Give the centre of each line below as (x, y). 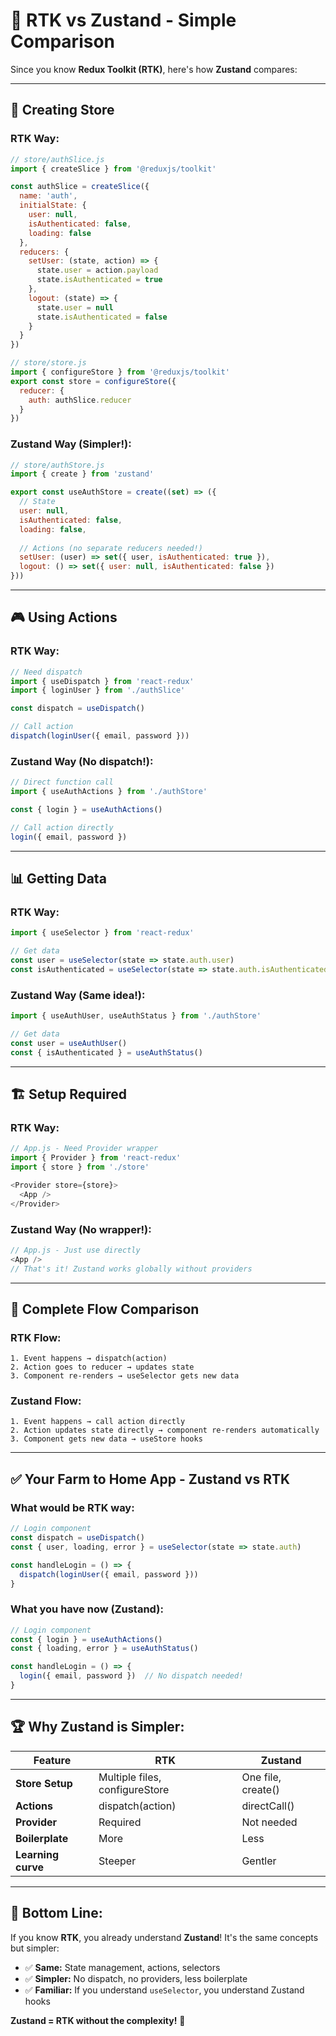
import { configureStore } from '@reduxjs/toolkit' (120, 372)
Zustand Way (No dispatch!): (82, 761)
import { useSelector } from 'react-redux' (102, 933)
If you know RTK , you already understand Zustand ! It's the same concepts (164, 1937)
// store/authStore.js (57, 465)
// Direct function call (62, 782)
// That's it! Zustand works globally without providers (131, 1269)
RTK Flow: (36, 1337)
